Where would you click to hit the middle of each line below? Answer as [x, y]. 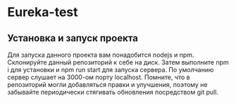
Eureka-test [43, 12]
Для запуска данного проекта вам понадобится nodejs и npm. [101, 55]
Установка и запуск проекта [73, 38]
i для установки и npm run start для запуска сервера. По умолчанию [111, 70]
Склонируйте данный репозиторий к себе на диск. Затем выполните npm [118, 62]
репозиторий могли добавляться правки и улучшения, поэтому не [107, 84]
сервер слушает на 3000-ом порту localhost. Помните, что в [99, 77]
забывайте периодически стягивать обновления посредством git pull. [113, 92]
